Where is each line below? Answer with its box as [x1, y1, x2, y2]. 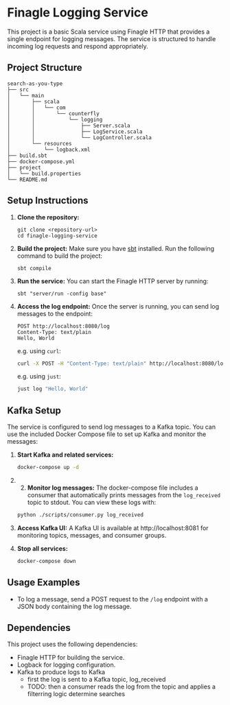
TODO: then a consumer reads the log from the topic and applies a [27, 682, 216, 691]
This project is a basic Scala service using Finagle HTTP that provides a [7, 27, 210, 36]
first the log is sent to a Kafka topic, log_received [27, 676, 166, 684]
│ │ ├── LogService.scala [7, 128, 143, 135]
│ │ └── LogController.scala [7, 134, 152, 141]
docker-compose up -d [16, 464, 79, 471]
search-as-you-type [7, 80, 63, 87]
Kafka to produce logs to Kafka [16, 668, 105, 676]
